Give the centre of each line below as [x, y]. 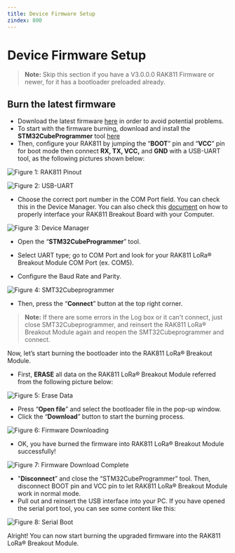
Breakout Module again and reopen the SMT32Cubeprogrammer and [124, 332]
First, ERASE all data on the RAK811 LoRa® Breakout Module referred [116, 374]
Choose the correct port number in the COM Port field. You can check [119, 199]
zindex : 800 [25, 20]
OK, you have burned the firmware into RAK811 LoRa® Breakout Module [121, 444]
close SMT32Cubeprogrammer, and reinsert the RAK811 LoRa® [115, 325]
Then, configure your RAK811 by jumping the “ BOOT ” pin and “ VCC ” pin [121, 144]
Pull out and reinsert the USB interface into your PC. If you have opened [121, 501]
